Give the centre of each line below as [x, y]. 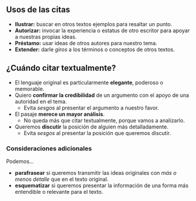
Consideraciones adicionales [49, 148]
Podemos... [20, 161]
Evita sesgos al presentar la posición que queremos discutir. [97, 133]
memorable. [29, 89]
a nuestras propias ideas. [46, 37]
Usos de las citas [38, 10]
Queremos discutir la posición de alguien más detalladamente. [91, 127]
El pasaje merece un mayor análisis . [60, 114]
